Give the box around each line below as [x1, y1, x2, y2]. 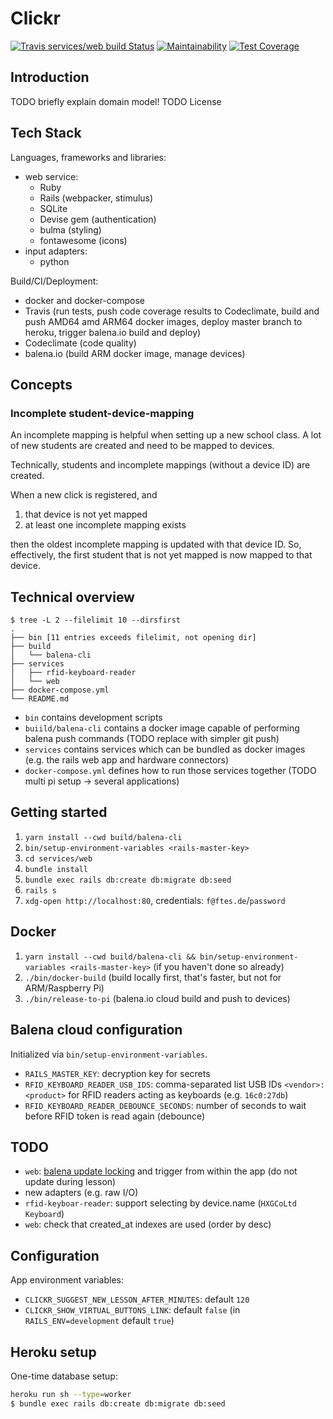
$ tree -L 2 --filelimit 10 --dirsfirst [10, 615, 182, 626]
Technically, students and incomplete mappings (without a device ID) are [10, 459, 311, 471]
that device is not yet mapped [24, 508, 148, 521]
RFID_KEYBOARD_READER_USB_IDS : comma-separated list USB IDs [24, 1078, 283, 1090]
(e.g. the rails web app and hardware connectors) [24, 754, 230, 766]
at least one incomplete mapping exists [24, 519, 187, 531]
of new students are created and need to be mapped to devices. [10, 440, 275, 452]
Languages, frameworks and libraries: [10, 151, 167, 163]
